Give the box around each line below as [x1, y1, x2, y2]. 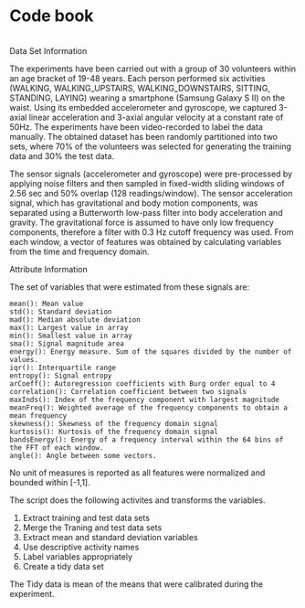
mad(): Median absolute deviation [9, 315, 142, 325]
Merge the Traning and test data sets [22, 522, 163, 533]
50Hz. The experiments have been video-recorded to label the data [9, 121, 263, 133]
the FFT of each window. [9, 443, 104, 453]
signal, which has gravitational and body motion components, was [9, 197, 258, 208]
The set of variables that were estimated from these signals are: [9, 281, 249, 293]
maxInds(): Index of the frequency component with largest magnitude [9, 395, 280, 404]
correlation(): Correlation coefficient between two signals [9, 387, 247, 396]
